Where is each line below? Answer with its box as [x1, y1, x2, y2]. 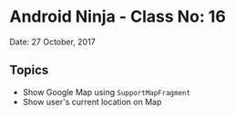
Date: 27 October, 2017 [9, 36, 96, 47]
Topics [9, 63, 49, 78]
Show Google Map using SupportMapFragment [22, 86, 191, 97]
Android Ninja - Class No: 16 [9, 6, 226, 27]
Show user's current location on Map [22, 96, 162, 107]
